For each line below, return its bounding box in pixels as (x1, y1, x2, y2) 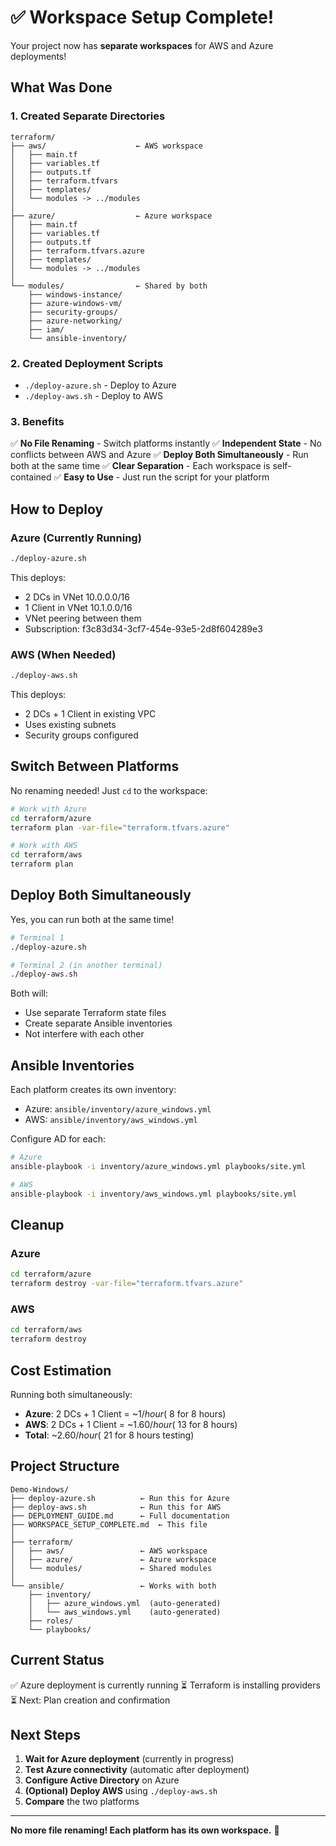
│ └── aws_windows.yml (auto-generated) (28, 1607, 222, 1617)
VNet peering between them (24, 612, 142, 624)
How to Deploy (10, 501, 104, 518)
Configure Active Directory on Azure (24, 1774, 180, 1786)
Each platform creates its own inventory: (10, 1084, 177, 1096)
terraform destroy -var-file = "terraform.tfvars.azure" (10, 1279, 244, 1289)
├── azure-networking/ (28, 316, 123, 326)
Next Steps (10, 1726, 81, 1743)
